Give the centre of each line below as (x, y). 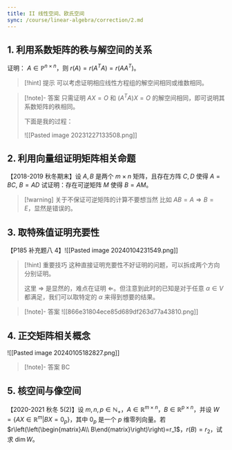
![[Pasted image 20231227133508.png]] (80, 135)
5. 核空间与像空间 (44, 391)
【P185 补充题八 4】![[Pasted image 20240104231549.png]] (93, 251)
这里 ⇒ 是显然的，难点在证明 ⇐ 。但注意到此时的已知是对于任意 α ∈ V (124, 289)
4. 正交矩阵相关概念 (49, 335)
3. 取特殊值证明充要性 (54, 232)
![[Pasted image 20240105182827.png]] (64, 353)
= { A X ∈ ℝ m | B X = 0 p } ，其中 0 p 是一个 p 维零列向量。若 (87, 420)
